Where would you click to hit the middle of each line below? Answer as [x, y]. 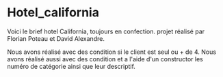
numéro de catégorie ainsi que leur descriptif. [71, 66]
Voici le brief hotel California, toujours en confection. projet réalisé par [106, 31]
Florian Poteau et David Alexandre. [56, 38]
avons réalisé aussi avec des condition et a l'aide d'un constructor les [105, 59]
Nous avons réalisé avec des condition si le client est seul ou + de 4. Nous [112, 52]
